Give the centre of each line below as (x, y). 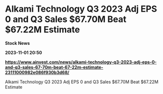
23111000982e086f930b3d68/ (37, 72)
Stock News (18, 43)
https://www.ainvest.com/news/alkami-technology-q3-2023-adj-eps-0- (81, 62)
